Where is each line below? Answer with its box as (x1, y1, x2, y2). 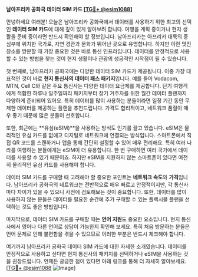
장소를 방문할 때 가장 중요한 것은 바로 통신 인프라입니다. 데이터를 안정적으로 (6, 48, 179, 55)
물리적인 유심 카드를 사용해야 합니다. (12, 161, 96, 168)
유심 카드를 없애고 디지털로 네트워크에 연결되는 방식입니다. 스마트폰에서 (21, 132, 186, 138)
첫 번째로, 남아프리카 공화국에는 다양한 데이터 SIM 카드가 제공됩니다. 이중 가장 (6, 68, 185, 74)
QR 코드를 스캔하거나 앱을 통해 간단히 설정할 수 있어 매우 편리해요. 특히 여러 (12, 139, 186, 146)
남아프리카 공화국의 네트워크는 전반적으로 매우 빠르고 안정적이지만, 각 (14, 181, 173, 188)
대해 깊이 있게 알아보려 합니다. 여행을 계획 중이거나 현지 (54, 26, 181, 32)
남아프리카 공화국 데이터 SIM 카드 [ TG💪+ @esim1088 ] (6, 6, 133, 12)
